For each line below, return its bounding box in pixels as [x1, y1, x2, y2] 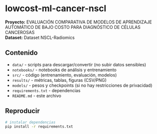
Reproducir [5, 107, 40, 115]
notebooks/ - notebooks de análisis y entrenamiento [12, 67, 116, 73]
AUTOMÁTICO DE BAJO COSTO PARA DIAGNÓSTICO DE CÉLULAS [5, 24, 141, 30]
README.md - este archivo [12, 93, 62, 98]
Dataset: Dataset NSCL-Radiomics [5, 35, 75, 40]
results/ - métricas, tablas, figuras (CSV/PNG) [12, 77, 107, 83]
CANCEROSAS [5, 29, 35, 35]
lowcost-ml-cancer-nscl [5, 3, 107, 14]
